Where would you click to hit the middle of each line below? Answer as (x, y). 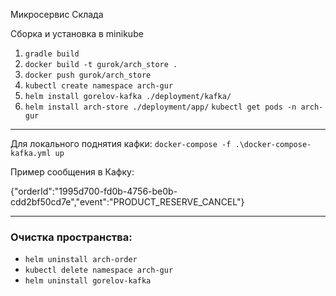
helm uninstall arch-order (81, 260)
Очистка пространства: (71, 237)
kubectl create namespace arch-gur (99, 86)
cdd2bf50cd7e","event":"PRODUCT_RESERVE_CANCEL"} (127, 202)
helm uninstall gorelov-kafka (88, 281)
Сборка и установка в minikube (77, 33)
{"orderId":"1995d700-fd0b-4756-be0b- (94, 191)
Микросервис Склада (57, 14)
